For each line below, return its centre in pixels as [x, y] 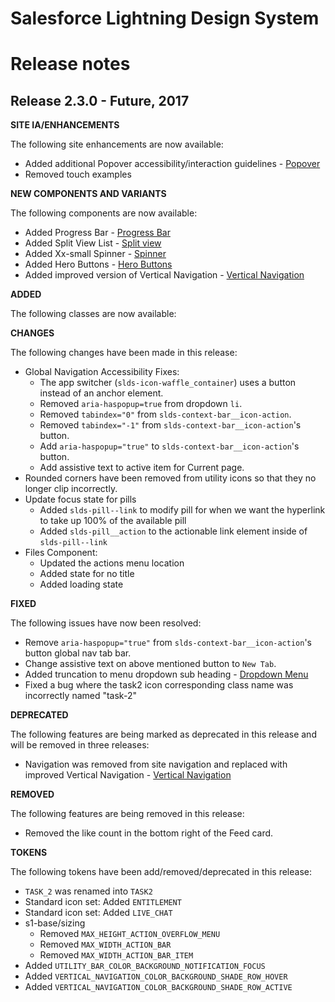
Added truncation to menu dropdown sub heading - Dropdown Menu [166, 674]
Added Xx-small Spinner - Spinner [95, 254]
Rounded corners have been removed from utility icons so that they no [170, 478]
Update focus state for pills [80, 499]
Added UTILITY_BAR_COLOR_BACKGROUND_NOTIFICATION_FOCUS [145, 966]
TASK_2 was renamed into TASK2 [88, 891]
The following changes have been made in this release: [124, 353]
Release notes [70, 64]
